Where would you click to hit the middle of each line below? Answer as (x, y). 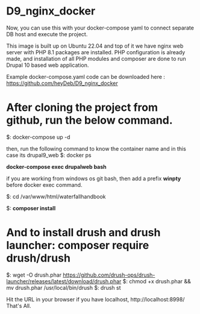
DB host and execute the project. (47, 34)
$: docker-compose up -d (38, 137)
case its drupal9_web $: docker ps (49, 155)
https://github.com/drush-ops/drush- (109, 275)
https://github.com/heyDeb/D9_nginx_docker (62, 83)
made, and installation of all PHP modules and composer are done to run (96, 58)
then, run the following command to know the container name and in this (96, 148)
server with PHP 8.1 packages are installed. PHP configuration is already (96, 52)
